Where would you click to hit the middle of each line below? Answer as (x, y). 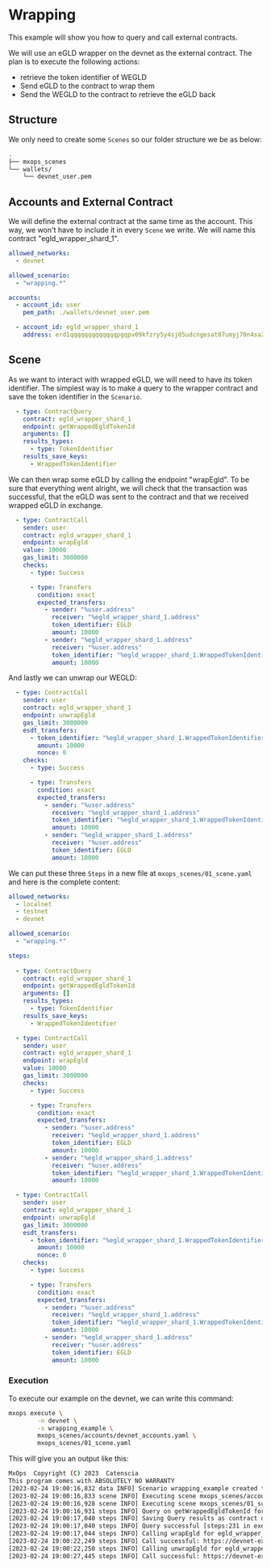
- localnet (34, 904)
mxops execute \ (35, 1413)
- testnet (32, 911)
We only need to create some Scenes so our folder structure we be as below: (135, 139)
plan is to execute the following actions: (74, 61)
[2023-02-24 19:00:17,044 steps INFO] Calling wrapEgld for (112, 1534)
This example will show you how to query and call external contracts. (123, 37)
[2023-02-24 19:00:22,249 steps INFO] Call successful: (104, 1541)
